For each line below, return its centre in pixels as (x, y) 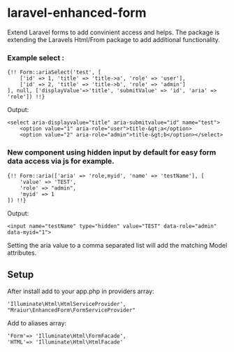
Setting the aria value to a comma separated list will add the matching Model (117, 245)
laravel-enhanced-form (77, 13)
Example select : (36, 57)
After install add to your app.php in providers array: (81, 291)
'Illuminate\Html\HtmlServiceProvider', (67, 304)
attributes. (22, 253)
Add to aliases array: (37, 323)
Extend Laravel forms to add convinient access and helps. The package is (114, 32)
